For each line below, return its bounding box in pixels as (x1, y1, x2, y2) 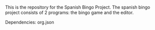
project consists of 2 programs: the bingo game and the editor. (5, 9, 134, 15)
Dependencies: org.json (5, 19, 54, 25)
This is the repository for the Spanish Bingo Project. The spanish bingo (5, 4, 151, 10)
